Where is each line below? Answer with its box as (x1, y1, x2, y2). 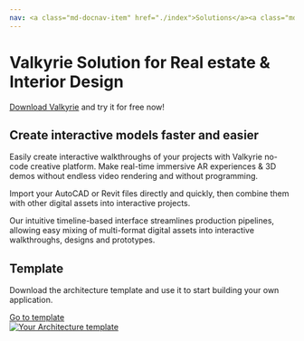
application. (9, 295, 53, 306)
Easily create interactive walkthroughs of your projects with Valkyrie (9, 151, 262, 163)
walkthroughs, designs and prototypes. (9, 234, 156, 245)
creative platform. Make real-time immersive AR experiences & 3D (30, 161, 277, 172)
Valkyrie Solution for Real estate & (9, 52, 271, 72)
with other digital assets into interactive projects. (9, 198, 191, 209)
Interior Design (9, 71, 124, 91)
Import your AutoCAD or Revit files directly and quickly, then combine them (9, 188, 290, 199)
